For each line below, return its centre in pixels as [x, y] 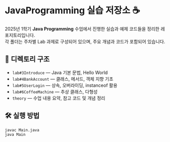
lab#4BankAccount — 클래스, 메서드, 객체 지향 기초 [63, 79]
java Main [15, 135]
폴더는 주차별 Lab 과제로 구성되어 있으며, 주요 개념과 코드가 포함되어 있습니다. [88, 41]
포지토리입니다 [19, 35]
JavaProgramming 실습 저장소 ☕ [72, 10]
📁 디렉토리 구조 [27, 59]
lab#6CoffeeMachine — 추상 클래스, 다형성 [55, 91]
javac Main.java [22, 130]
